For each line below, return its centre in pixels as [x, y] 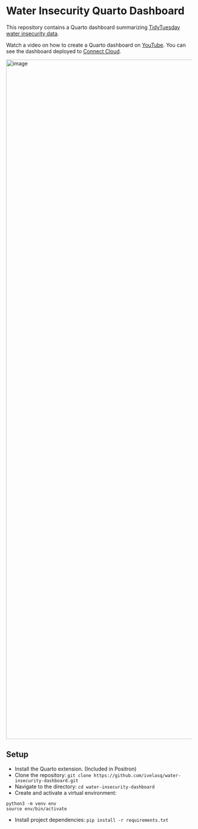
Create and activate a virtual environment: [65, 792]
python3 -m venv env [32, 804]
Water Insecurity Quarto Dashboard [95, 11]
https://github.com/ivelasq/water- [137, 775]
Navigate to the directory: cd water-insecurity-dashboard [85, 786]
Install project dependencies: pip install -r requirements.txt [92, 820]
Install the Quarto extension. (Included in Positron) [75, 769]
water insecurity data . [33, 33]
